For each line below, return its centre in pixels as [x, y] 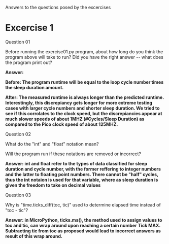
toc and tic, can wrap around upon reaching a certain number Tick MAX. [83, 225]
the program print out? [29, 62]
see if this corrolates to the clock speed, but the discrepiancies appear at [84, 113]
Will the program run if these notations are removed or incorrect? [73, 154]
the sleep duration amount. [35, 87]
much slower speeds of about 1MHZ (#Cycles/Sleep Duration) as [75, 119]
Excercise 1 [29, 28]
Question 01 [18, 42]
